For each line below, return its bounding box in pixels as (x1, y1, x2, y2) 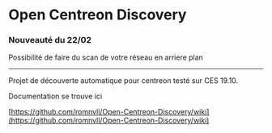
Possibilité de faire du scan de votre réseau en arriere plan (8, 52, 204, 62)
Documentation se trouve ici (8, 91, 103, 102)
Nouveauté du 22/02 (8, 35, 91, 46)
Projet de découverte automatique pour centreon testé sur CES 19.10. (8, 76, 239, 85)
